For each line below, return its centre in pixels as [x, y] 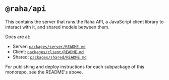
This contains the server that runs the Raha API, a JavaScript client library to [84, 21]
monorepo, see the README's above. [44, 72]
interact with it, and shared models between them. [58, 27]
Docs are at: [18, 36]
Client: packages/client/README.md [48, 51]
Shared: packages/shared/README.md [49, 57]
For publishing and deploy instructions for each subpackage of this [75, 66]
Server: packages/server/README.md [49, 46]
